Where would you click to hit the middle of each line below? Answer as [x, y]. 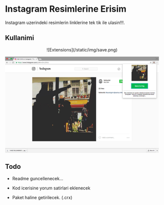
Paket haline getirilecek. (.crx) [42, 197]
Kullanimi [20, 38]
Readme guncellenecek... [38, 178]
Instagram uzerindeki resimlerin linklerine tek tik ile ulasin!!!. [65, 23]
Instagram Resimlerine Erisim [66, 9]
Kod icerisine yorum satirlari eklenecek [51, 188]
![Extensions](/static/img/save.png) [82, 49]
